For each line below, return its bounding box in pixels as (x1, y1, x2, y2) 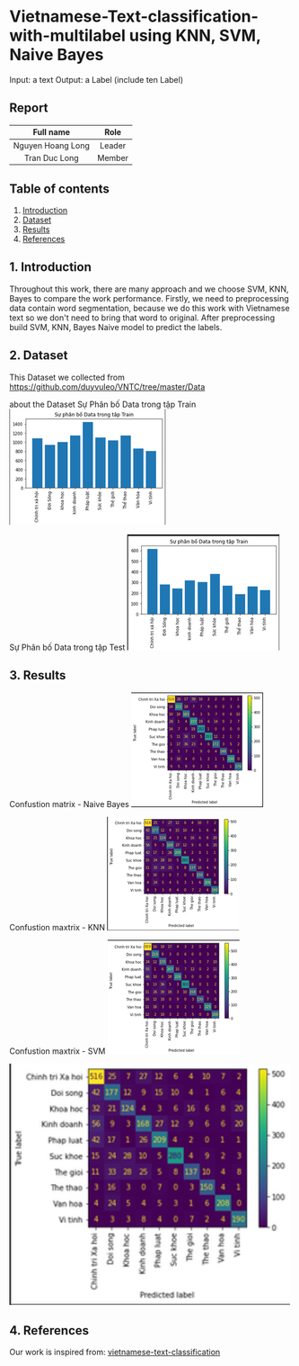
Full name (32, 127, 70, 138)
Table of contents (9, 181, 110, 196)
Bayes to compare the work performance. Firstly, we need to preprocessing (9, 292, 289, 303)
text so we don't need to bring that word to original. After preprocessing (9, 312, 276, 323)
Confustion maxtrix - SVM (9, 1046, 106, 1056)
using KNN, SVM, (128, 25, 261, 46)
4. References (9, 1323, 90, 1338)
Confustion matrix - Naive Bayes (9, 798, 130, 809)
